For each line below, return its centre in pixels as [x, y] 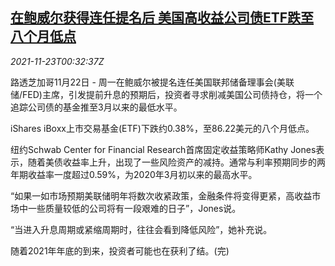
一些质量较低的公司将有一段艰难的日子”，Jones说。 [134, 208]
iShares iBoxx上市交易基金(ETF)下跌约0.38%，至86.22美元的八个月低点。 [162, 128]
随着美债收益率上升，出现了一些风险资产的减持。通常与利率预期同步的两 [176, 162]
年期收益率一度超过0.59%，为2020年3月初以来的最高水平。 [134, 174]
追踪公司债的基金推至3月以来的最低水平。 [96, 107]
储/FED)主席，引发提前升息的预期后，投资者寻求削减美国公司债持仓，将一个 [166, 94]
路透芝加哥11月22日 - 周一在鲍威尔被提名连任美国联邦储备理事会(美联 [152, 82]
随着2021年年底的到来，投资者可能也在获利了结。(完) [120, 250]
